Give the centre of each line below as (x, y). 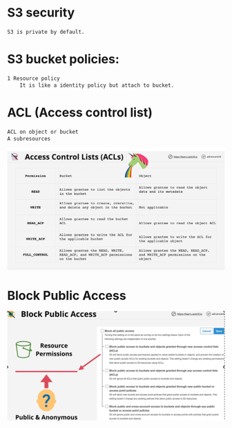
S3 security (41, 13)
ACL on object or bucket (43, 132)
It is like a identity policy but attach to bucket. (97, 85)
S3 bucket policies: (63, 59)
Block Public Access (67, 295)
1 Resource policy (33, 78)
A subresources (29, 139)
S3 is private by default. (46, 32)
